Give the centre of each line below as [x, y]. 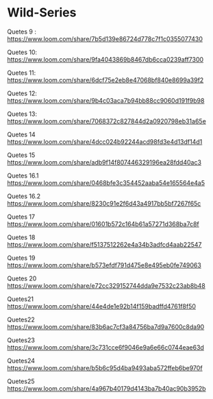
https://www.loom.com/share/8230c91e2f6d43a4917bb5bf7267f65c [104, 203]
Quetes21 [21, 299]
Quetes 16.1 [23, 176]
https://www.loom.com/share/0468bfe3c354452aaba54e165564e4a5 [106, 182]
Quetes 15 [21, 155]
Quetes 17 [21, 217]
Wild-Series [42, 13]
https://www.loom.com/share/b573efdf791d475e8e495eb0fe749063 [104, 265]
